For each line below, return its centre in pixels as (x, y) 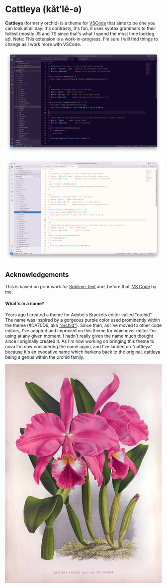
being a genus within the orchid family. (45, 357)
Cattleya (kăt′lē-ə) (43, 9)
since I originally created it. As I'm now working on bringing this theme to (80, 341)
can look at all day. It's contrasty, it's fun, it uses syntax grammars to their (81, 28)
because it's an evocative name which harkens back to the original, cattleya (83, 352)
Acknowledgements (37, 275)
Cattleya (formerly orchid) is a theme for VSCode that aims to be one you (80, 23)
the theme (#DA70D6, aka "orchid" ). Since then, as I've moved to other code (83, 325)
